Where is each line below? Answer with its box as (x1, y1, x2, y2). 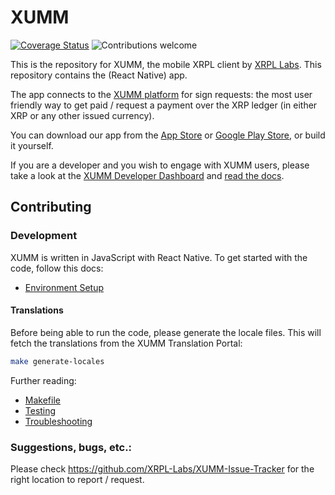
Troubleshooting (24, 415, 93, 427)
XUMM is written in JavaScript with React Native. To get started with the (10, 251, 308, 263)
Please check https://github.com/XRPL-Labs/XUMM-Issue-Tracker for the (10, 463, 315, 475)
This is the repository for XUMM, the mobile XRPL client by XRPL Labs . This (10, 58, 322, 70)
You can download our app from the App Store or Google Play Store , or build (10, 129, 326, 141)
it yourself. (10, 139, 54, 151)
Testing (24, 404, 57, 416)
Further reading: (10, 374, 77, 386)
